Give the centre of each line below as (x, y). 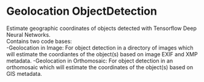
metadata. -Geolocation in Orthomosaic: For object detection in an (89, 61)
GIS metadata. (24, 73)
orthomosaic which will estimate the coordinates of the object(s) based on (100, 67)
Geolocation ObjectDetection (82, 11)
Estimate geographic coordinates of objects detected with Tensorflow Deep (101, 28)
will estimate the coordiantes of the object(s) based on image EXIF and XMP (102, 54)
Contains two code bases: (39, 41)
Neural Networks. (28, 34)
